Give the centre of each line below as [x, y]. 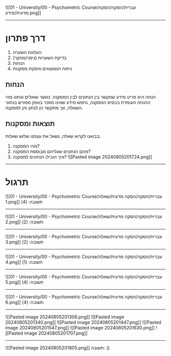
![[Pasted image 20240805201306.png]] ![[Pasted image [65, 317]
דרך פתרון [25, 38]
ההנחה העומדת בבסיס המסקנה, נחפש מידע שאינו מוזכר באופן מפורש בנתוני [78, 102]
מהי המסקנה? [26, 146]
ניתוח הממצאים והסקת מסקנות [42, 68]
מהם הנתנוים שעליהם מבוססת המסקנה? [51, 151]
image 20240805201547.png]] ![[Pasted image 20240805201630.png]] [80, 327]
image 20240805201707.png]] [56, 333]
